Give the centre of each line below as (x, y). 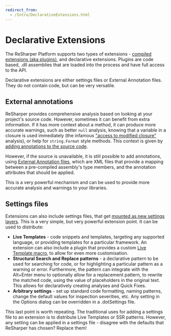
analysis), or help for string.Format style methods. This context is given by (84, 141)
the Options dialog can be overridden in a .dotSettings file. (74, 302)
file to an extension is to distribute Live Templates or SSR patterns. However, (86, 317)
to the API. (16, 70)
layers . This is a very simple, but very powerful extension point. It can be (82, 222)
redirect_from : (21, 10)
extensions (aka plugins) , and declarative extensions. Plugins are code (80, 60)
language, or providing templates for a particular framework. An (80, 242)
